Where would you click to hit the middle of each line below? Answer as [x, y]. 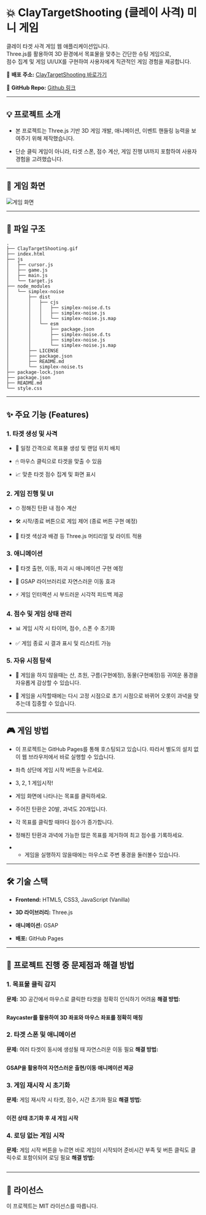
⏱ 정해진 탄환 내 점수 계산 [46, 508]
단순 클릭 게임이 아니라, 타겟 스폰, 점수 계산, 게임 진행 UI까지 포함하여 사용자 [106, 151]
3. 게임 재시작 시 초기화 [38, 1085]
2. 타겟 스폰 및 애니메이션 [41, 1034]
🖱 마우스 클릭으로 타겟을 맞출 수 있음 [59, 461]
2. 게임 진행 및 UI [30, 493]
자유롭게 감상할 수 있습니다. [48, 683]
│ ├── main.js [27, 276]
